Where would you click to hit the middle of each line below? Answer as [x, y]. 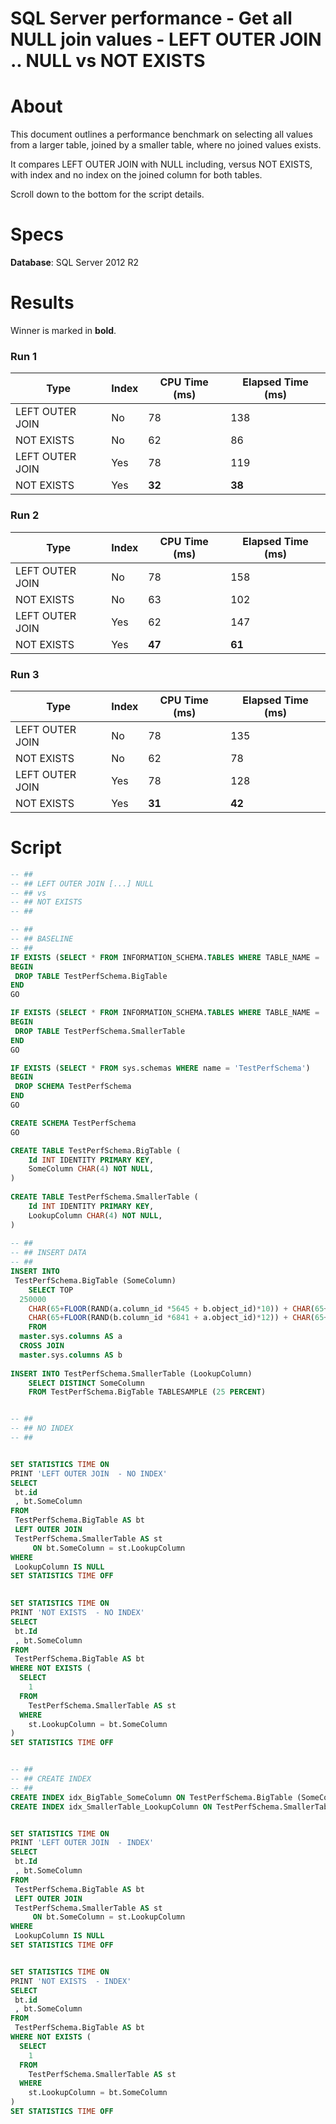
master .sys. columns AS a [71, 1337]
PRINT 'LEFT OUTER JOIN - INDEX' [82, 1843]
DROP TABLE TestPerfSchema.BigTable [91, 976]
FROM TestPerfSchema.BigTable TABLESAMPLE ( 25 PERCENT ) [147, 1392]
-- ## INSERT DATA [48, 1253]
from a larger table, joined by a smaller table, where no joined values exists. [166, 145]
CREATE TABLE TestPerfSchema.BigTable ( [96, 1150]
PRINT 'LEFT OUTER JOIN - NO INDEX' [89, 1473]
